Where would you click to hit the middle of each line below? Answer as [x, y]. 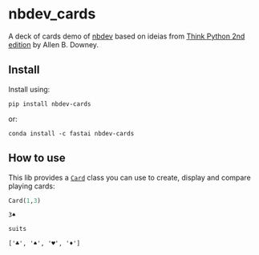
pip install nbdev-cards [50, 104]
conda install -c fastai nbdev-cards [71, 133]
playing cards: [32, 186]
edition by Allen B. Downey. [53, 44]
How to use [37, 158]
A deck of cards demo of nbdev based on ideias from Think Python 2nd [127, 36]
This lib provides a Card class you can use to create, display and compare [129, 177]
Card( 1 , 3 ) [25, 200]
